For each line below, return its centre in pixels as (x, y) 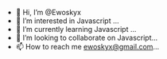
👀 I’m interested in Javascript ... (67, 21)
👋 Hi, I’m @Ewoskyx (49, 12)
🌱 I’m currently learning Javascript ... (76, 29)
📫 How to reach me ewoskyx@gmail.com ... (87, 47)
